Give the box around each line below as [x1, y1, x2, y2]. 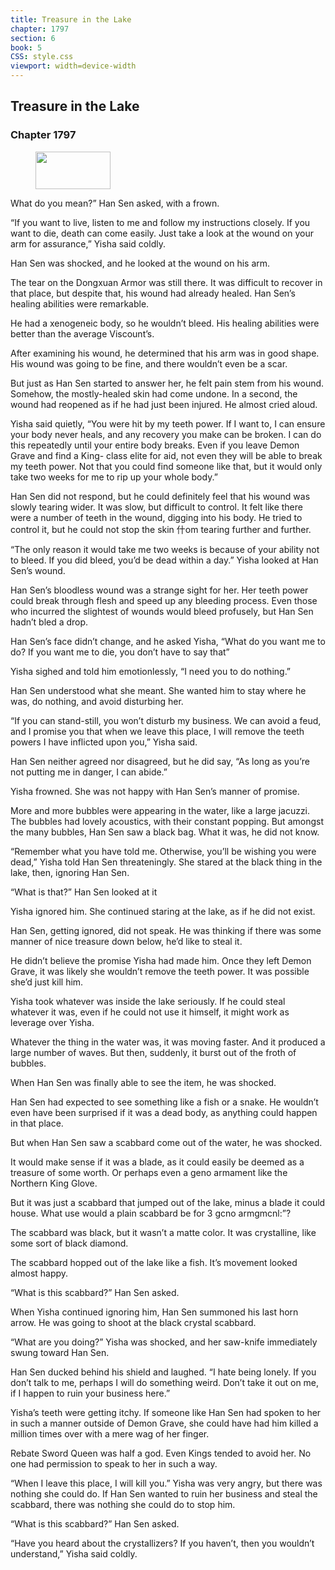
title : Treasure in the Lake [10, 14, 132, 25]
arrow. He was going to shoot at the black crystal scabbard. [10, 1316, 257, 1328]
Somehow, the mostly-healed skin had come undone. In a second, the [10, 387, 298, 400]
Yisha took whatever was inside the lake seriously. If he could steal [10, 995, 286, 1007]
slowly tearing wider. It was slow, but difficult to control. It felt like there [10, 501, 303, 513]
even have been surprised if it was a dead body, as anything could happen [10, 1106, 318, 1118]
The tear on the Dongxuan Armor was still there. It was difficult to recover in [10, 276, 323, 288]
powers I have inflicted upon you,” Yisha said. [10, 736, 198, 748]
